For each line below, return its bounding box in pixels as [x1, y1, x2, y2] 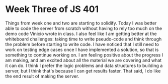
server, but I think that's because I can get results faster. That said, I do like [5, 67, 161, 73]
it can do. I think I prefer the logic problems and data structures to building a [5, 62, 163, 68]
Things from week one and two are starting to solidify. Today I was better [5, 20, 157, 26]
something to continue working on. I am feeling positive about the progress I [5, 51, 163, 58]
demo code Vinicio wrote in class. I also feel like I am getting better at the [5, 30, 157, 36]
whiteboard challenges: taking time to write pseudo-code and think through [5, 36, 162, 42]
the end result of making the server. [5, 73, 79, 79]
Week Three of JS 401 [5, 3, 99, 15]
